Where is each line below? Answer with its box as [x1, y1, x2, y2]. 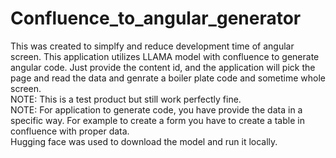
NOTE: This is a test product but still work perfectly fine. [10, 93, 242, 105]
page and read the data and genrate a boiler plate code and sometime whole [10, 72, 326, 84]
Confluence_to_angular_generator [10, 7, 302, 30]
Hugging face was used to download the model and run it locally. [10, 135, 278, 147]
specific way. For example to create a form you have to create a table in [10, 114, 305, 126]
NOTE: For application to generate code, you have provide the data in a [10, 103, 303, 116]
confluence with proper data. [10, 125, 130, 137]
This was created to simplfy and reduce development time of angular [10, 40, 295, 52]
